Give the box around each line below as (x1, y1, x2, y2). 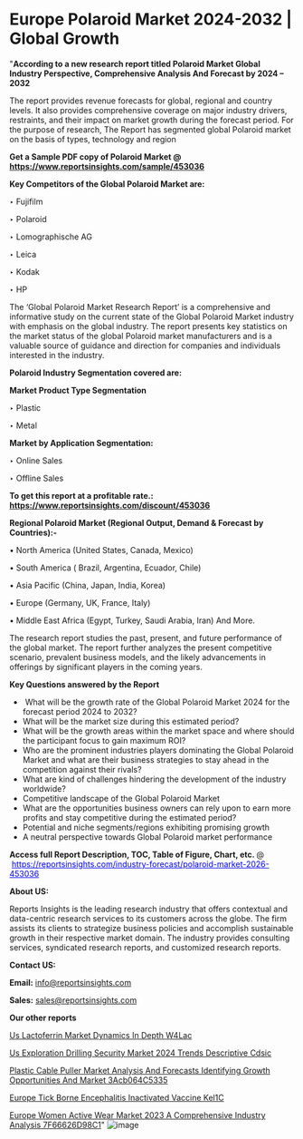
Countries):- (9, 527, 57, 538)
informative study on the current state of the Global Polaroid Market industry (9, 311, 294, 322)
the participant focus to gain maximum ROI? (22, 735, 186, 745)
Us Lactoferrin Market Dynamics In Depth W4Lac (9, 1029, 193, 1040)
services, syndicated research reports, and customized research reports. (9, 941, 282, 952)
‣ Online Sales (9, 454, 63, 466)
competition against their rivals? (22, 764, 142, 774)
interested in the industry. (9, 349, 105, 360)
